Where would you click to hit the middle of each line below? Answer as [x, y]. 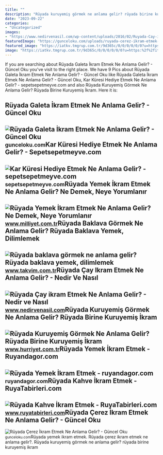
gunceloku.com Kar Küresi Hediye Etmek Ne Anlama [81, 145]
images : [13, 32]
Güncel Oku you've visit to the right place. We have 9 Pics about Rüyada [77, 69]
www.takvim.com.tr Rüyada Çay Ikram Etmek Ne [74, 270]
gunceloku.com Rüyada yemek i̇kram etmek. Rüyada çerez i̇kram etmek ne [76, 437]
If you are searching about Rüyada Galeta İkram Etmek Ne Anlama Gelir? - [79, 64]
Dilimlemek [22, 239]
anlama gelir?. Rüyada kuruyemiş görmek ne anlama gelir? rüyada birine [77, 442]
